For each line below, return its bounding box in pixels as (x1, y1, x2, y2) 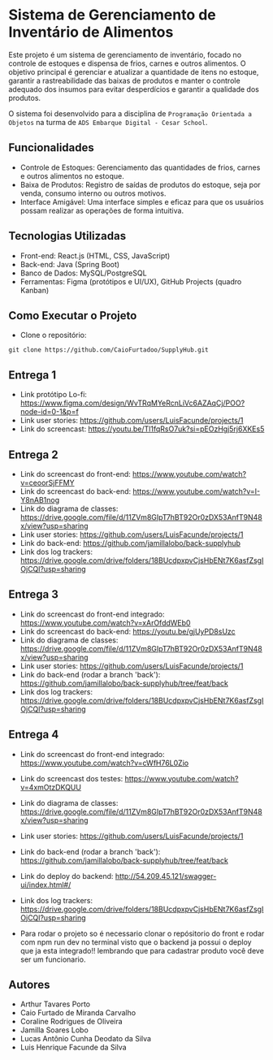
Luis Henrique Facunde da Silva (19, 1042, 128, 1053)
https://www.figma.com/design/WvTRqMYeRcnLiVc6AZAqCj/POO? (19, 398, 245, 408)
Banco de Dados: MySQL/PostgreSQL (19, 268, 148, 278)
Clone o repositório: (19, 331, 87, 340)
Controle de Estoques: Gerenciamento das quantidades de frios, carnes (19, 162, 261, 172)
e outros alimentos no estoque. (19, 171, 124, 180)
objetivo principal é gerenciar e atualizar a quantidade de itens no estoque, (8, 67, 259, 76)
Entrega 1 (8, 368, 57, 382)
